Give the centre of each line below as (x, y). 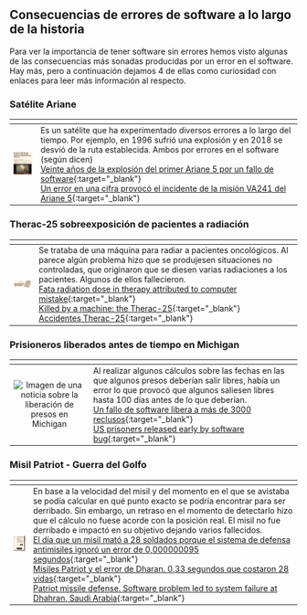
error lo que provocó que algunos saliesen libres (184, 390)
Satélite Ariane (43, 104)
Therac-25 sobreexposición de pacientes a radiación (129, 225)
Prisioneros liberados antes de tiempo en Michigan (125, 345)
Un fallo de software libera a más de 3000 (172, 409)
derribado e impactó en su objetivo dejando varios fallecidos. (148, 530)
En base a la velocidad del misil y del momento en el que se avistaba (161, 491)
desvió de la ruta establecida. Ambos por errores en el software (160, 149)
